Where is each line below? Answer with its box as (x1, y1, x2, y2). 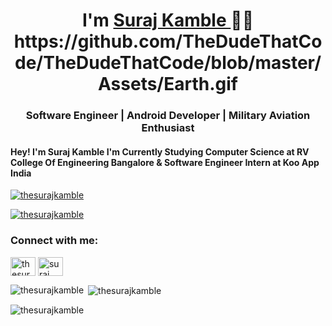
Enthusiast (141, 121, 195, 135)
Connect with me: (10, 234, 99, 248)
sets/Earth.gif (98, 73, 238, 96)
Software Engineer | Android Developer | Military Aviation (25, 109, 311, 123)
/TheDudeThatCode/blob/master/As (14, 52, 322, 74)
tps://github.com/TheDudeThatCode (13, 30, 323, 53)
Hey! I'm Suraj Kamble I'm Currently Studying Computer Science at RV (10, 145, 310, 158)
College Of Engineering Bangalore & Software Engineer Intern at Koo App (10, 156, 320, 168)
